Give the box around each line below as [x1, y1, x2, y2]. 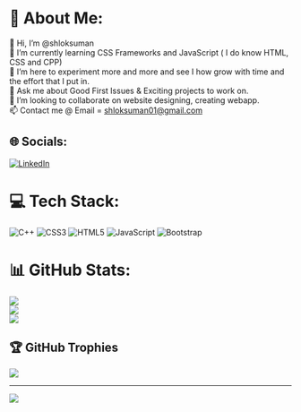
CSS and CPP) [9, 56, 63, 67]
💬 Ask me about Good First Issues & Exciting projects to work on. [9, 85, 249, 96]
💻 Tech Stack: [9, 191, 120, 211]
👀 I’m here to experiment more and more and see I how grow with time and [9, 66, 285, 77]
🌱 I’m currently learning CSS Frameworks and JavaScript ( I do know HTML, [9, 47, 289, 57]
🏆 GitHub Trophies [9, 340, 119, 356]
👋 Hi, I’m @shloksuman [9, 38, 94, 48]
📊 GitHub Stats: [9, 260, 132, 280]
